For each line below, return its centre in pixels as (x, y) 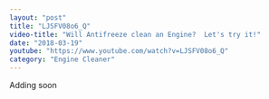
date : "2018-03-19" (46, 43)
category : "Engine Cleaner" (62, 59)
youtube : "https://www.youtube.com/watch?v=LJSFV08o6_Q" (119, 51)
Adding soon (33, 85)
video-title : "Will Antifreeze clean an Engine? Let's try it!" (135, 34)
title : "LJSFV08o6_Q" (50, 26)
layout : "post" (38, 18)
